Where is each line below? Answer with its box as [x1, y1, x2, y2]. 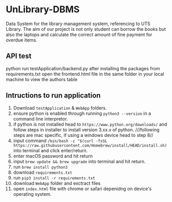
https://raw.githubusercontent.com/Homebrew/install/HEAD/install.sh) [13, 143, 167, 148]
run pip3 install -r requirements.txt [13, 174, 95, 180]
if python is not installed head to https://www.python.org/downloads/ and [13, 121, 167, 127]
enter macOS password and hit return [13, 153, 93, 159]
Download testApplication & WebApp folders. [13, 105, 107, 111]
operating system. [13, 191, 52, 197]
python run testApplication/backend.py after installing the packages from [6, 65, 160, 71]
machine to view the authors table [6, 76, 78, 83]
